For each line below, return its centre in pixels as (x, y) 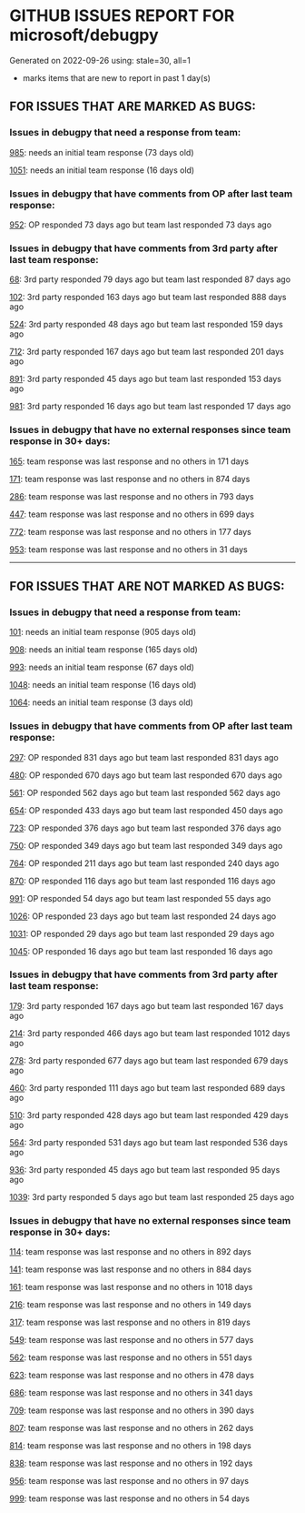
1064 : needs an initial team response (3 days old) (101, 702)
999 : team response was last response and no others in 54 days (129, 1498)
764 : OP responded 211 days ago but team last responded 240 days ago (144, 863)
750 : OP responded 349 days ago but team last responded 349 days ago (146, 845)
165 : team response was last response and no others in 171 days (129, 461)
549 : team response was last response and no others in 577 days (132, 1340)
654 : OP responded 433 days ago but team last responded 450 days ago (146, 810)
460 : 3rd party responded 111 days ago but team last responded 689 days (148, 1087)
